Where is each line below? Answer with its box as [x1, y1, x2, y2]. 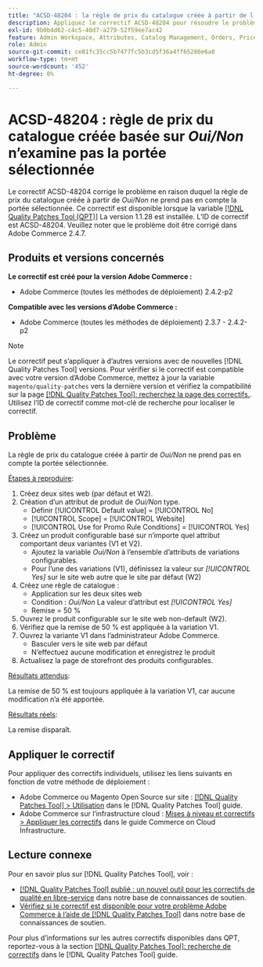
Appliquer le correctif [8, 748, 115, 761]
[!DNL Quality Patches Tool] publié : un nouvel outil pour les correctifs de [19, 885, 255, 894]
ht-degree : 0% [8, 70, 55, 78]
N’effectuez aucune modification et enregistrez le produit [31, 647, 215, 657]
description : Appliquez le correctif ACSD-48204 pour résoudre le [8, 19, 229, 27]
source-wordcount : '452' [8, 63, 89, 71]
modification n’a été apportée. [8, 694, 105, 704]
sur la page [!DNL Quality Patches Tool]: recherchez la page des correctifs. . [8, 390, 252, 399]
